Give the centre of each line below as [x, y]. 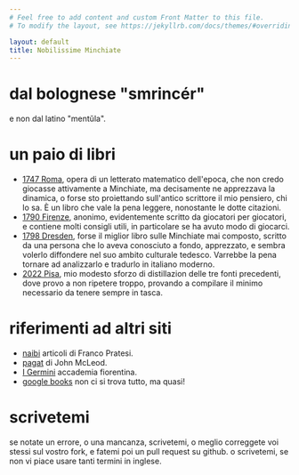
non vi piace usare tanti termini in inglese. [85, 461]
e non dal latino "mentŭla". [58, 119]
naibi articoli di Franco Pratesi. [77, 353]
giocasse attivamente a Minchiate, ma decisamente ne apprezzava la [149, 189]
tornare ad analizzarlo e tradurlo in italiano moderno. [118, 264]
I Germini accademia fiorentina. [80, 372]
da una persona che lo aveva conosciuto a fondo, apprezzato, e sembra [154, 246]
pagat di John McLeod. [65, 363]
